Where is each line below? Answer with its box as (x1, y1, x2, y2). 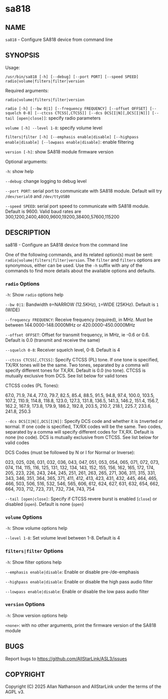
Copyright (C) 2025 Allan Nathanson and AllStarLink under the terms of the (5, 683, 161, 689)
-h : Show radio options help (5, 291, 64, 298)
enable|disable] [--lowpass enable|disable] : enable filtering (5, 139, 134, 145)
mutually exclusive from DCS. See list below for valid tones (5, 372, 128, 379)
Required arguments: (5, 87, 49, 93)
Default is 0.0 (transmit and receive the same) (5, 337, 100, 343)
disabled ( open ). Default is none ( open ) (5, 501, 84, 507)
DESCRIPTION (5, 228, 50, 237)
